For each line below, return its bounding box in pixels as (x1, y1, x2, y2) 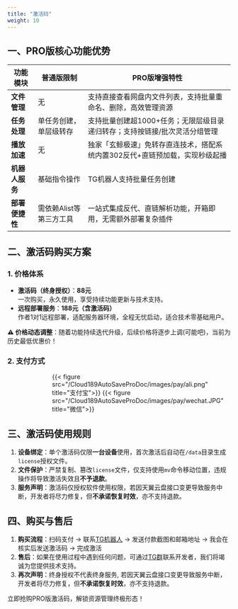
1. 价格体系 (7, 268, 44, 278)
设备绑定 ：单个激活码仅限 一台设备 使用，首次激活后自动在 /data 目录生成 (17, 448, 227, 457)
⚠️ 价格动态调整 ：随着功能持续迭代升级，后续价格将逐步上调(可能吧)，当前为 (7, 328, 231, 336)
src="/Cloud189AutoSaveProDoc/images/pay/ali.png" (52, 380, 208, 389)
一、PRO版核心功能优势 (7, 45, 111, 57)
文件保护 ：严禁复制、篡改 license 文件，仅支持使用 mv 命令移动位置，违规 (17, 465, 227, 474)
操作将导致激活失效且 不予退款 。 (17, 474, 111, 483)
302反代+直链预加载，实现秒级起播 (108, 150, 227, 160)
